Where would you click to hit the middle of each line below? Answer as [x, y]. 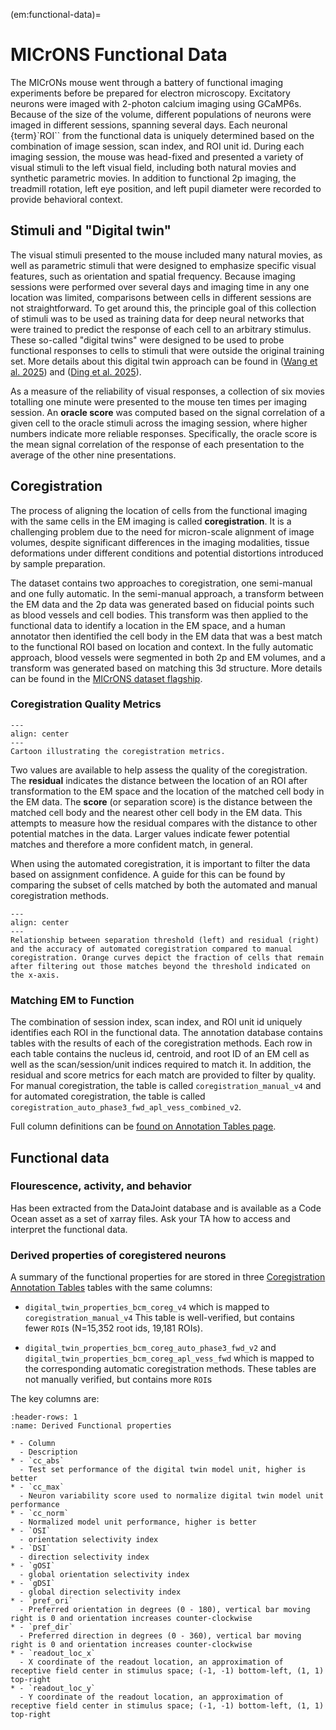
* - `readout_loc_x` [53, 1654]
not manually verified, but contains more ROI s [118, 1380]
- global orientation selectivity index [104, 1575]
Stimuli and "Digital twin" [91, 230]
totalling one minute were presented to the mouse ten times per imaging [159, 401]
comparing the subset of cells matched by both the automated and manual [164, 885]
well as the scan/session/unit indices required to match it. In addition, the [161, 1065]
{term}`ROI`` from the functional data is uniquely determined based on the [162, 135]
